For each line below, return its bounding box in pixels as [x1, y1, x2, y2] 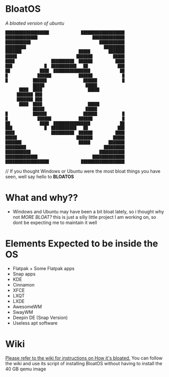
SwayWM [12, 309, 33, 315]
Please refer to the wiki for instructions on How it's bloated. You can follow [5, 355, 163, 361]
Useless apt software [12, 320, 58, 326]
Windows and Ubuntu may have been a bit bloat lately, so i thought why [12, 209, 164, 215]
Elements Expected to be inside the [5, 237, 158, 249]
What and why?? [5, 192, 78, 203]
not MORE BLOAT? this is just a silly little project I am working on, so [12, 214, 156, 220]
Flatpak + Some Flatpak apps [12, 266, 75, 272]
